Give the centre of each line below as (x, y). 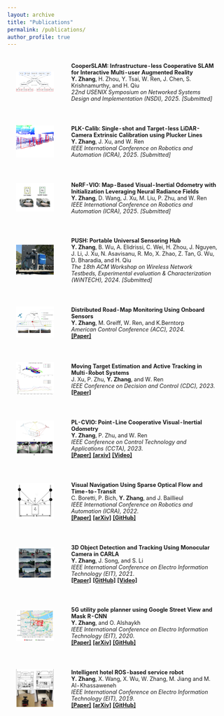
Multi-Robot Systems (100, 372)
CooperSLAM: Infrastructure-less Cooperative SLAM (142, 66)
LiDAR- (190, 129)
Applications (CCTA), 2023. (107, 449)
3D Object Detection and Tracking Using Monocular (140, 548)
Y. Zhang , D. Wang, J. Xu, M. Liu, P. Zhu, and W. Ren (139, 198)
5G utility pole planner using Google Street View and (142, 610)
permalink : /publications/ (47, 29)
